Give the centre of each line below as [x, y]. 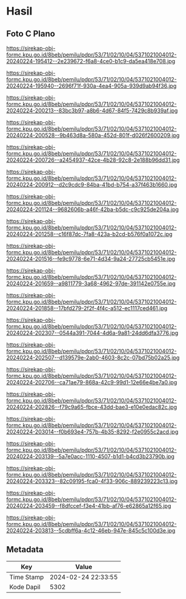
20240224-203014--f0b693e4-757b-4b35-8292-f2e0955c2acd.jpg [92, 432]
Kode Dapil [25, 587]
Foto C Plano [31, 34]
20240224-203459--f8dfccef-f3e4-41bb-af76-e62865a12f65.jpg [89, 506]
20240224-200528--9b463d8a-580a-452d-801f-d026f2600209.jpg [93, 135]
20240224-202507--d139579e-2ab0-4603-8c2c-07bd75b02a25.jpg [93, 358]
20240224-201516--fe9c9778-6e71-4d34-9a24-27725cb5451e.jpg [91, 259]
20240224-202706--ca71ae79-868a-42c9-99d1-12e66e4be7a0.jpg [92, 382]
